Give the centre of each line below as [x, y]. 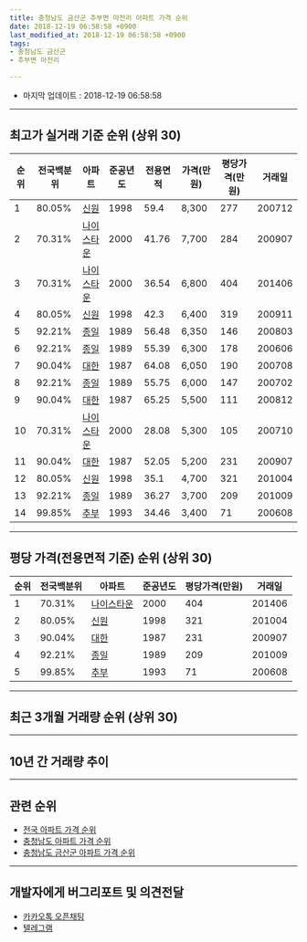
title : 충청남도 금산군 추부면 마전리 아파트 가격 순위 [99, 18]
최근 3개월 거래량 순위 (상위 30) [94, 717]
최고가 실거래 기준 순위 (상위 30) [95, 136]
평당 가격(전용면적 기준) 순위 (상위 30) [111, 558]
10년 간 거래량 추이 [59, 762]
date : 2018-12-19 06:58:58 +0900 [73, 26]
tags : [20, 43]
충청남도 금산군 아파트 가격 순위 [79, 853]
